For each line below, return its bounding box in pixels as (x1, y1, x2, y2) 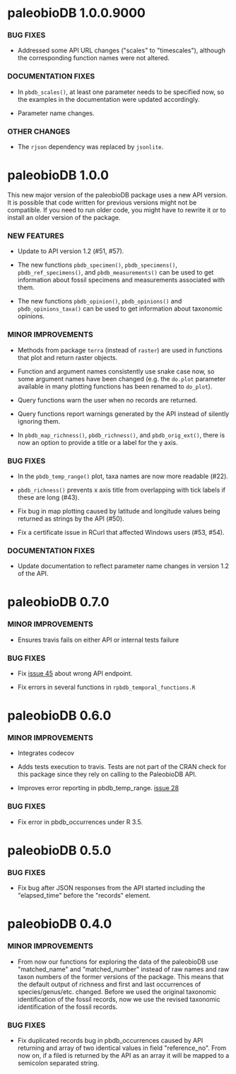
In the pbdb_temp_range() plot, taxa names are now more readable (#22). (17, 472, 228, 480)
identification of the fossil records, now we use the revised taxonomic (17, 995, 220, 1003)
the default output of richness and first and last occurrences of (17, 980, 201, 988)
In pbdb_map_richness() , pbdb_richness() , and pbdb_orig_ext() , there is (17, 430, 225, 439)
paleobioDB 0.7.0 (7, 594, 110, 610)
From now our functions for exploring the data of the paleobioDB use (17, 957, 218, 966)
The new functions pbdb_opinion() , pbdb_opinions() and (17, 297, 182, 306)
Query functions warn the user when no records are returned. (17, 395, 198, 404)
